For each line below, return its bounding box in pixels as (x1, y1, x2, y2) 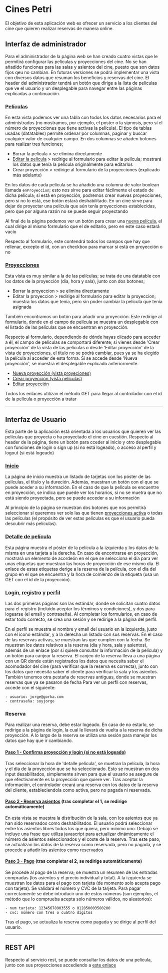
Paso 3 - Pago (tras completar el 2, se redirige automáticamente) (5, 858, 142, 864)
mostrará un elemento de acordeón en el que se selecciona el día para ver (5, 555, 158, 561)
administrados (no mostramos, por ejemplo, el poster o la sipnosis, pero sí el (5, 120, 162, 126)
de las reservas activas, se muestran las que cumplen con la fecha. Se (5, 637, 150, 643)
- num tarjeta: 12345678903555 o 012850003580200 (5, 905, 111, 910)
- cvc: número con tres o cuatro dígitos (5, 910, 93, 915)
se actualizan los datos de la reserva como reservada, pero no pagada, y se (5, 841, 161, 847)
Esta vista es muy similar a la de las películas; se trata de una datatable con (5, 273, 160, 279)
